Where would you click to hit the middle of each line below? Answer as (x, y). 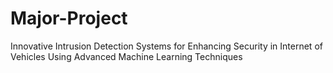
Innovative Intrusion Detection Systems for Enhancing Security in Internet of (166, 46)
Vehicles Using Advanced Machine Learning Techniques (126, 56)
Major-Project (69, 18)
